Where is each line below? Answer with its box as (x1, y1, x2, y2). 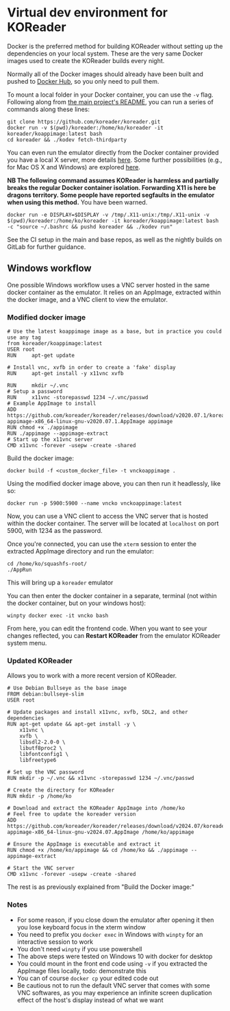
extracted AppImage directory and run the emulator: (7, 547, 154, 556)
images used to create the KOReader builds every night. (7, 56, 165, 64)
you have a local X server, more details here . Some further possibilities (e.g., (7, 156, 222, 164)
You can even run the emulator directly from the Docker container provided (7, 148, 219, 156)
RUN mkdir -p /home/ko (7, 793, 72, 800)
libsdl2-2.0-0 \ (19, 739, 66, 746)
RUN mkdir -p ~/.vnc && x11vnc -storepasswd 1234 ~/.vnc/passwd (7, 775, 194, 782)
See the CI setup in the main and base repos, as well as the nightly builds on (7, 235, 222, 243)
